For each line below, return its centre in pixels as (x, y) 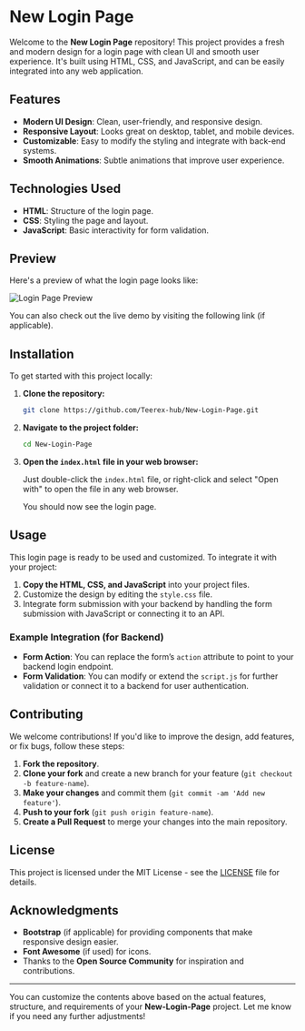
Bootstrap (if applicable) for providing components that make (138, 932)
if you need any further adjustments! (78, 1016)
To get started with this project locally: (81, 376)
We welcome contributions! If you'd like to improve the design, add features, (152, 736)
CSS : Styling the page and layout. (85, 220)
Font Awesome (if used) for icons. (87, 952)
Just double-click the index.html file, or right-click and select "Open (150, 479)
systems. (39, 150)
